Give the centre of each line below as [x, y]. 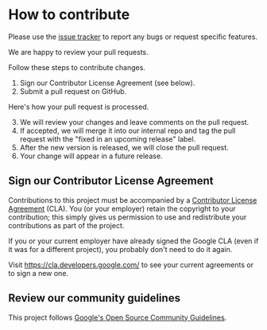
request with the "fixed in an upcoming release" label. [108, 139]
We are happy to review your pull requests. [78, 52]
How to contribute [69, 15]
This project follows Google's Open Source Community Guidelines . [118, 317]
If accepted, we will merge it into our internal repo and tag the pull [128, 130]
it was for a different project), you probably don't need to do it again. [120, 249]
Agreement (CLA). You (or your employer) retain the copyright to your [122, 208]
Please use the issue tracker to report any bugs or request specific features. [133, 37]
